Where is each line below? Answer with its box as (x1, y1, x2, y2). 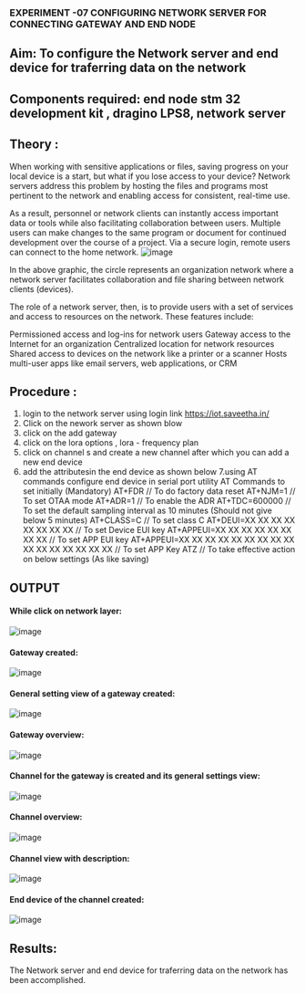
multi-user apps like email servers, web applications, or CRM (9, 358, 238, 369)
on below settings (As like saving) (22, 554, 149, 565)
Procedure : (9, 383, 77, 399)
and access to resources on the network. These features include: (9, 310, 254, 321)
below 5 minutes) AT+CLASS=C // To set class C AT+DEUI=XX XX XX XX (22, 515, 296, 526)
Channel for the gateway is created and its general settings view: (9, 770, 261, 781)
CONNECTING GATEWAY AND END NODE (9, 17, 197, 30)
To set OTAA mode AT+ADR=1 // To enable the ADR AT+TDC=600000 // (22, 496, 291, 507)
